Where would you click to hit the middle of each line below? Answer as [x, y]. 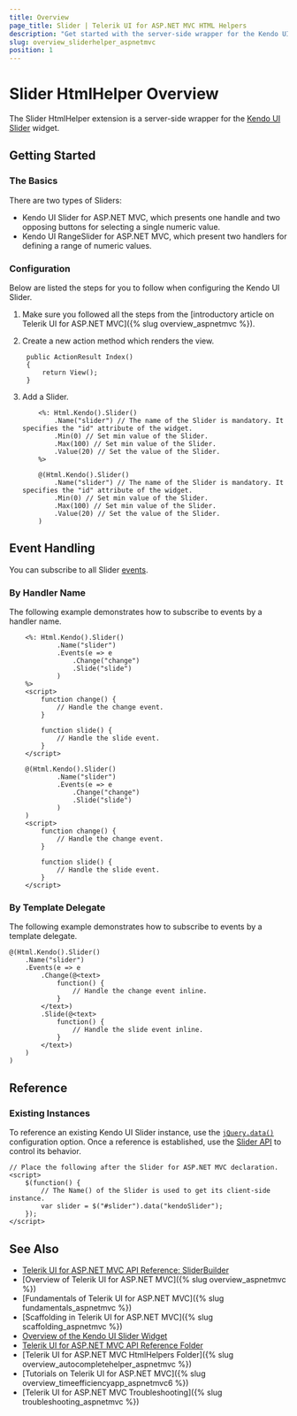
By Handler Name [48, 592]
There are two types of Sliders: [65, 200]
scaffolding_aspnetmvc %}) [72, 1326]
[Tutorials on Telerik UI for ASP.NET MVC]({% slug [114, 1374]
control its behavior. [45, 1151]
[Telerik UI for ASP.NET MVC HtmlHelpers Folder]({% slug [128, 1354]
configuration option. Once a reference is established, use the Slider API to [145, 1142]
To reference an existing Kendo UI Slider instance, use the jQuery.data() [141, 1133]
